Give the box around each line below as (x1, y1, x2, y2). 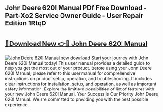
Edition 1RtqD (5, 19, 46, 27)
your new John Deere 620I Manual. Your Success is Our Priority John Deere (5, 91, 158, 97)
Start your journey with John (91, 55, 149, 61)
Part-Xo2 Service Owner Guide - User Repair (5, 12, 143, 20)
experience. (5, 102, 29, 107)
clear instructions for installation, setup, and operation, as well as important (5, 81, 157, 87)
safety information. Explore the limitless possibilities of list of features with (5, 86, 155, 92)
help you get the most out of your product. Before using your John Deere (5, 66, 152, 71)
